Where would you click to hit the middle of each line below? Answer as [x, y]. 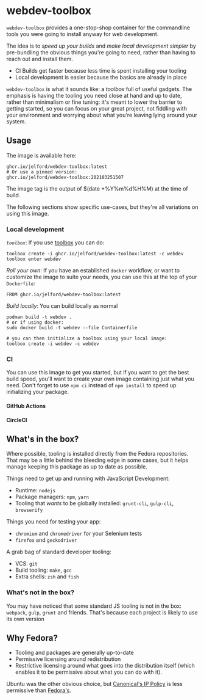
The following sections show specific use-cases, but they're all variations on [102, 207]
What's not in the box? [40, 592]
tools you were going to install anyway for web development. [83, 34]
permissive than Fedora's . [39, 690]
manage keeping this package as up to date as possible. [77, 467]
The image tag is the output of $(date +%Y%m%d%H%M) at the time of [97, 188]
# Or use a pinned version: [42, 172]
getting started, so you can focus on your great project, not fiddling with [97, 108]
